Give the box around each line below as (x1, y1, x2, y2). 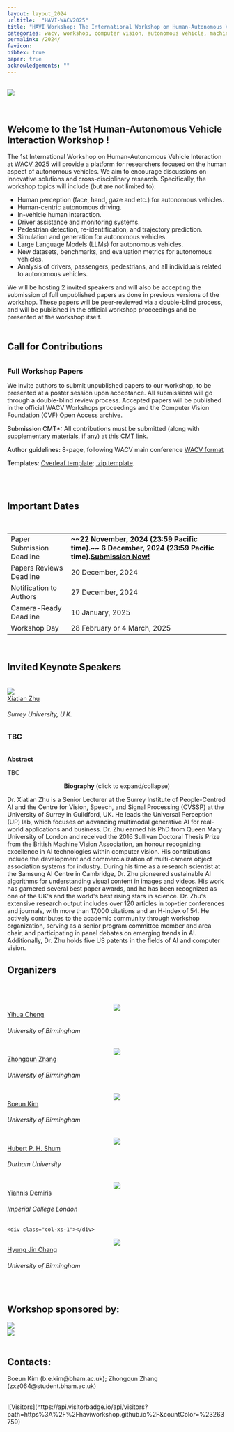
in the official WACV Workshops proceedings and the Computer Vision (7, 404, 210, 412)
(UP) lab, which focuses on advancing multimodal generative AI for (7, 817, 200, 827)
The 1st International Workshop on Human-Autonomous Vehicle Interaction (7, 153, 222, 161)
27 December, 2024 (70, 587, 138, 597)
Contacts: (7, 1356, 52, 1368)
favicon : (7, 43, 33, 50)
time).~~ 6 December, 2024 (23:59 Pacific (70, 543, 214, 553)
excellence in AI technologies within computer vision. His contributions (7, 847, 210, 856)
